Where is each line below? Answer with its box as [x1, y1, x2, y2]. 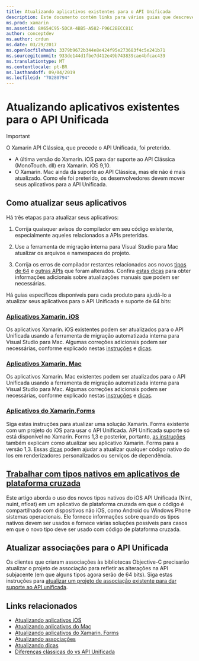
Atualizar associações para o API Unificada [6, 542, 169, 552]
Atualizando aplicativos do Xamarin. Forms [14, 630, 119, 637]
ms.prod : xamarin [6, 20, 49, 26]
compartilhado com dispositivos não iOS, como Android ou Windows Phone [6, 507, 191, 514]
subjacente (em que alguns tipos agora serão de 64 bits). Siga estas [6, 571, 173, 579]
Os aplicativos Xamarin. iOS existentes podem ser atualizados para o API [6, 326, 184, 333]
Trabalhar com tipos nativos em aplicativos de [6, 469, 180, 479]
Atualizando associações [14, 635, 76, 643]
